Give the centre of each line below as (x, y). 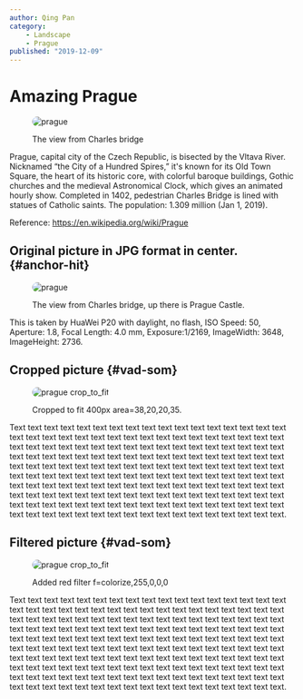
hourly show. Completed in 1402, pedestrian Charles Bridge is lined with (144, 195)
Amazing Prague (73, 97)
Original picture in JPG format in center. (124, 251)
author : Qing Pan (42, 18)
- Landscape (48, 34)
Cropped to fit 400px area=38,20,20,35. (107, 409)
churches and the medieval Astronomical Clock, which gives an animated (146, 186)
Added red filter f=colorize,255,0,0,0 (100, 582)
